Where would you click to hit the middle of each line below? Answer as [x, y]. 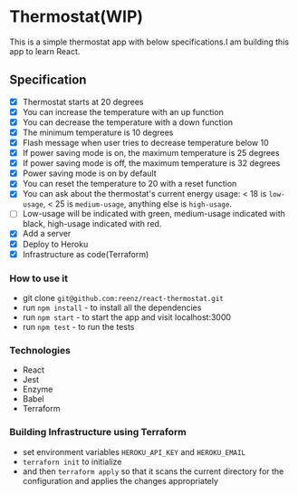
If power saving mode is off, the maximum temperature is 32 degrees [151, 163]
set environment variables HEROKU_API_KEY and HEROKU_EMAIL [134, 451]
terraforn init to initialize [72, 461]
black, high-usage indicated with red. [92, 224]
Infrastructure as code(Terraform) [86, 254]
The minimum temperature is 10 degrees [98, 132]
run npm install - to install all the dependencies [112, 307]
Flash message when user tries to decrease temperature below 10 [145, 143]
